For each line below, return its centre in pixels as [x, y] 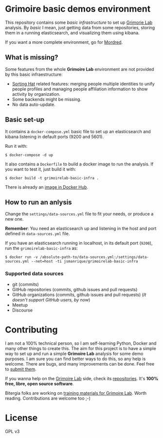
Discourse [22, 310]
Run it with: [16, 146]
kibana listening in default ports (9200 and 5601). [54, 137]
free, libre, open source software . [39, 384]
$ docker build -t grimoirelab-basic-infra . [52, 178]
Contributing [31, 330]
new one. [14, 219]
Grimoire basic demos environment [78, 9]
